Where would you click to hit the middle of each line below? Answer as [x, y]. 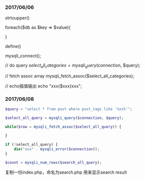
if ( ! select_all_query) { [31, 144]
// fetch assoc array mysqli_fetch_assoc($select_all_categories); [70, 76]
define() [13, 46]
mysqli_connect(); [23, 56]
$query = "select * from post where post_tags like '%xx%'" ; [69, 109]
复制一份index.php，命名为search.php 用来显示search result [66, 172]
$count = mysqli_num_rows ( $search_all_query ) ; [53, 162]
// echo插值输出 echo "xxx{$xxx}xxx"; [44, 86]
